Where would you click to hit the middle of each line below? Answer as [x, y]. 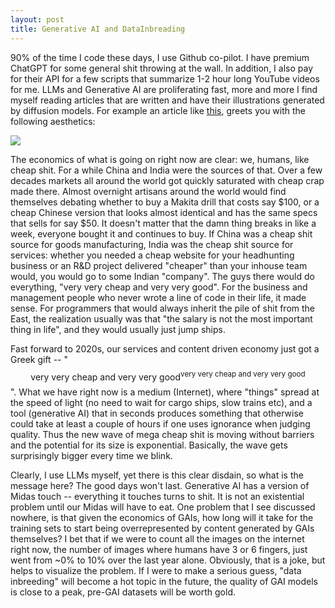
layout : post [37, 19]
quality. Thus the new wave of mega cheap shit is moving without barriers [162, 435]
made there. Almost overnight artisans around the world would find [148, 191]
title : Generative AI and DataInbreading [98, 29]
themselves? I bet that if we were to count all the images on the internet [157, 539]
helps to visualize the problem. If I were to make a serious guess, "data [156, 571]
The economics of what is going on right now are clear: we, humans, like [160, 159]
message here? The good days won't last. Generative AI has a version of [160, 486]
